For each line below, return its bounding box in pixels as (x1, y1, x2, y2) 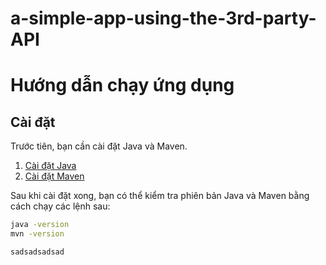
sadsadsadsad (10, 247, 65, 257)
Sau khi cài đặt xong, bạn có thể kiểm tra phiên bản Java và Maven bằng (10, 190, 310, 202)
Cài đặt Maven (24, 170, 85, 182)
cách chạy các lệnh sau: (10, 200, 111, 212)
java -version (10, 220, 70, 230)
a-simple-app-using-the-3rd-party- (10, 7, 317, 30)
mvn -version (10, 229, 65, 239)
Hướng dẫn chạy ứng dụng (10, 74, 235, 97)
